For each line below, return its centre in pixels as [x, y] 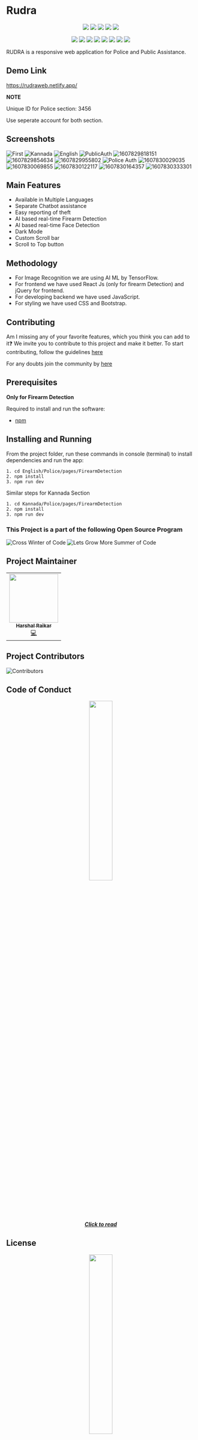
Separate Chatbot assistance [51, 206]
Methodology [32, 263]
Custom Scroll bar [37, 238]
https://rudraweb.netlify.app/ [42, 85]
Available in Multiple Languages [54, 200]
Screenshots [31, 139]
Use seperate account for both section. [55, 120]
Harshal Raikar [34, 625]
